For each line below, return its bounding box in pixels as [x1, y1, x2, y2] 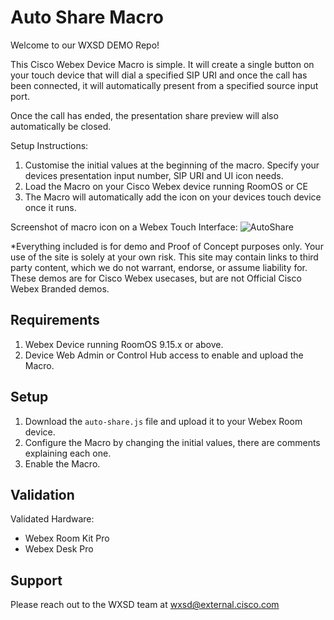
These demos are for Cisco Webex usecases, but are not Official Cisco [10, 272, 302, 284]
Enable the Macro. [24, 457, 101, 470]
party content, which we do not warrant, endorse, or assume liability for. [10, 261, 308, 273]
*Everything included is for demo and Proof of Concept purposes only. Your [10, 240, 324, 252]
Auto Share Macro [10, 6, 164, 29]
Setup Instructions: [10, 139, 89, 151]
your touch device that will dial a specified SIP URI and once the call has [10, 69, 308, 81]
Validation [10, 486, 75, 503]
